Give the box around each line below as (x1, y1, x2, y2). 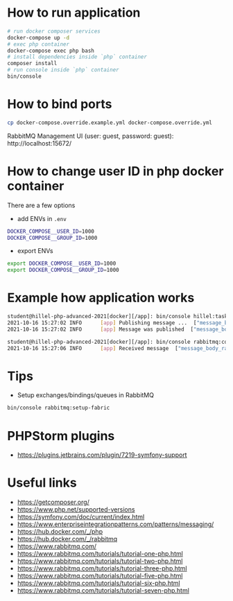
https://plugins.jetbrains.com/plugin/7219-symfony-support (17, 451, 187, 459)
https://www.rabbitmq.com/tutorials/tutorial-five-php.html (17, 572, 183, 580)
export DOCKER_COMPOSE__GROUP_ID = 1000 (7, 267, 119, 274)
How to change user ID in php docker (7, 163, 224, 179)
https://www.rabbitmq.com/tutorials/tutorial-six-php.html (17, 579, 180, 587)
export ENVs (17, 247, 53, 255)
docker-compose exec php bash (7, 47, 95, 54)
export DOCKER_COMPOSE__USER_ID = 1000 (7, 260, 116, 268)
